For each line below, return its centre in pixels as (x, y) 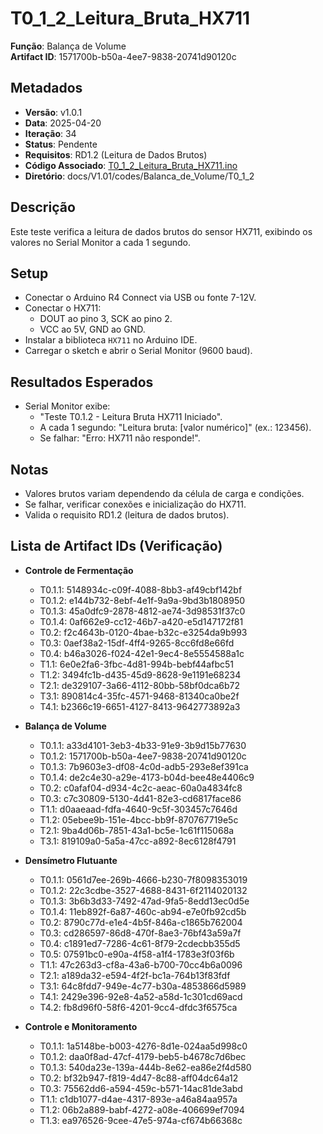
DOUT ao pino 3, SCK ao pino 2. (106, 319)
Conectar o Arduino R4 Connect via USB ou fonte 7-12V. (140, 298)
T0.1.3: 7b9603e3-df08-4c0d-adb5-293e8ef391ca (144, 766)
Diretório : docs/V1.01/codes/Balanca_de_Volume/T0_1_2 (139, 176)
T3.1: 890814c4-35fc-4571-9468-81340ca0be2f (139, 696)
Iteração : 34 (50, 133)
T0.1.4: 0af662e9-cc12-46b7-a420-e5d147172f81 (141, 621)
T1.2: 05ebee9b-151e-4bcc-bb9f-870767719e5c (139, 819)
